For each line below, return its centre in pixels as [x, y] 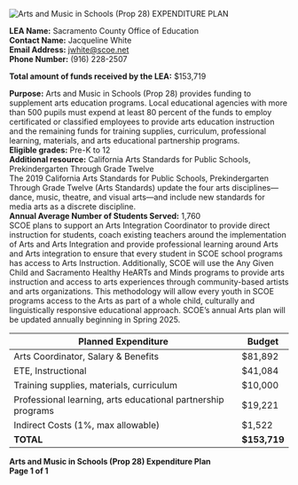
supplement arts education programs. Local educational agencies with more [149, 103]
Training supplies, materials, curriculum [96, 385]
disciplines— [255, 188]
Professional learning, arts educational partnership [119, 399]
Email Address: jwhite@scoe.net [69, 50]
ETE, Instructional [50, 371]
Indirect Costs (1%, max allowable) [87, 425]
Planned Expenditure [123, 341]
